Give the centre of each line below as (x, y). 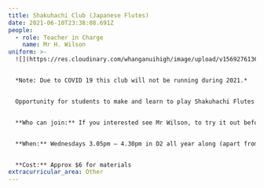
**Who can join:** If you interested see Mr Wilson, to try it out (128, 123)
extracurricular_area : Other (56, 172)
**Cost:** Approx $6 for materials (73, 165)
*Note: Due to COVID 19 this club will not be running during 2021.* (131, 80)
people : (21, 30)
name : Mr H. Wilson (54, 45)
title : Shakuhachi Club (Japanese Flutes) (79, 15)
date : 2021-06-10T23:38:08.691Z (61, 23)
